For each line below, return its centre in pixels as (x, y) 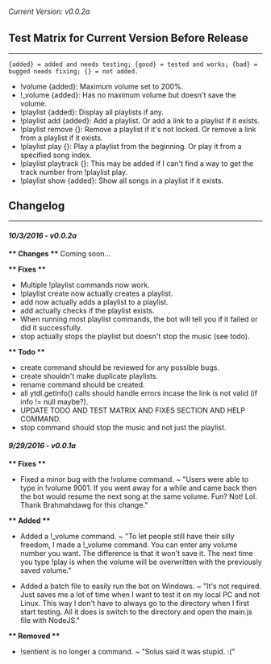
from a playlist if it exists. (61, 138)
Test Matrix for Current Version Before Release (128, 38)
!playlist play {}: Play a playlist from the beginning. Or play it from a (131, 146)
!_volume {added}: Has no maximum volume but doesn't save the (128, 95)
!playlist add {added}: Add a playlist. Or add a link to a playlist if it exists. (140, 120)
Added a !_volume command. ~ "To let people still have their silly (127, 536)
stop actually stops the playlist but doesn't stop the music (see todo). (135, 336)
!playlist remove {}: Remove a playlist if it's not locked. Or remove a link (138, 129)
